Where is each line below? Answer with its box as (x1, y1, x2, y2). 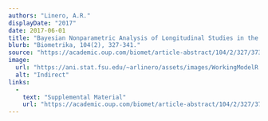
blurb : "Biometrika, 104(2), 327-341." (8, 41, 141, 49)
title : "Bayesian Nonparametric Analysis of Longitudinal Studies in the (8, 33, 259, 42)
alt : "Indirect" (15, 71, 69, 79)
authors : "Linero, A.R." (8, 11, 91, 20)
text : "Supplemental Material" (22, 93, 127, 101)
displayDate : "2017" (8, 19, 77, 27)
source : (8, 49, 34, 57)
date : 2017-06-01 (8, 26, 66, 34)
